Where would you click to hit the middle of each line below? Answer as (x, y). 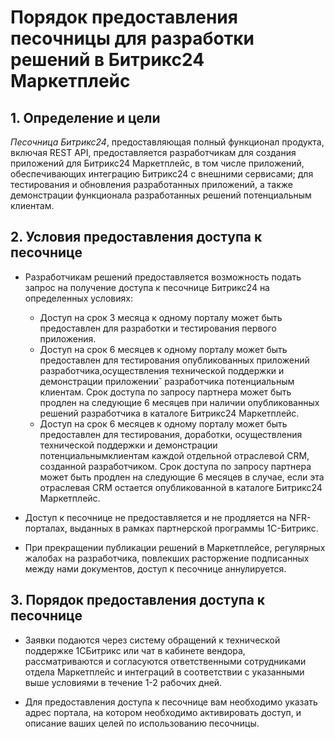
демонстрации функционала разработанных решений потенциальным (161, 195)
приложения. (68, 338)
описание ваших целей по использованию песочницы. (142, 723)
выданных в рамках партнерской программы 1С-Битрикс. (194, 528)
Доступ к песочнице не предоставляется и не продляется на (156, 517)
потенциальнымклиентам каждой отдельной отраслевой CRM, (174, 455)
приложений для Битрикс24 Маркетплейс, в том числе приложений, (157, 163)
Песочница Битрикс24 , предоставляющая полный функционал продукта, (167, 142)
